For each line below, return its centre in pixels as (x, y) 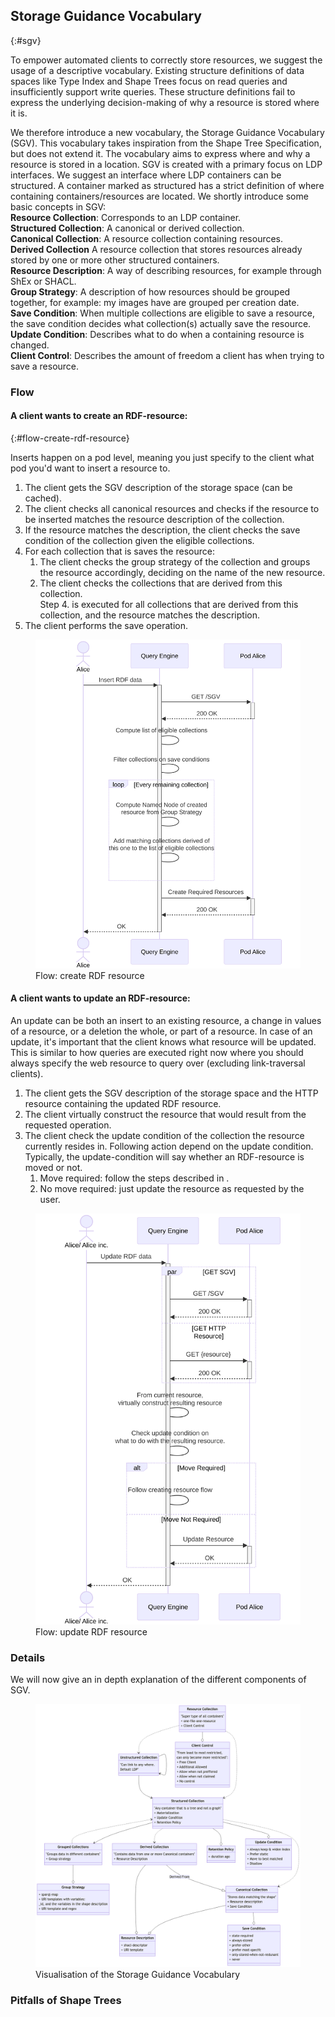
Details (28, 1657)
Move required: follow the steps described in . (134, 1178)
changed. (30, 345)
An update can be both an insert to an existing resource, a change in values (166, 1020)
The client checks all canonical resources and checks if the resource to (172, 508)
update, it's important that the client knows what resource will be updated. (163, 1041)
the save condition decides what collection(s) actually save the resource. (161, 323)
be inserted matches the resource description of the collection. (154, 519)
